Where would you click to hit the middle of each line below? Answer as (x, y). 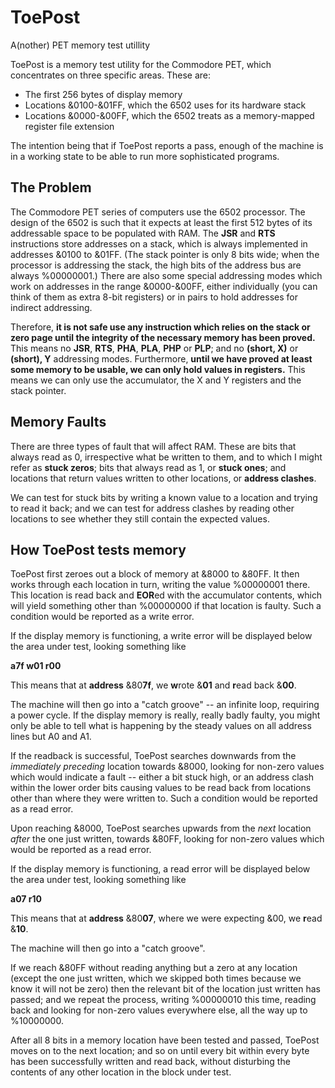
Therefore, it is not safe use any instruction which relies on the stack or (160, 327)
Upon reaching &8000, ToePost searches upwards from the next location (161, 828)
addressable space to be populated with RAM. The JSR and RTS (143, 233)
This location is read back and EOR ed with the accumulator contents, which (166, 595)
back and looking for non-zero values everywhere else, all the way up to (159, 1010)
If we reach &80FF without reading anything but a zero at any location (154, 968)
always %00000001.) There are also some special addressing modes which (166, 275)
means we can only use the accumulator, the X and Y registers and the (156, 380)
